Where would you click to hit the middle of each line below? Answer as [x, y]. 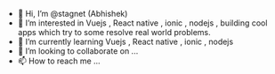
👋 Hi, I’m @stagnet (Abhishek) [73, 14]
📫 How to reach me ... [59, 61]
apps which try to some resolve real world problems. [114, 32]
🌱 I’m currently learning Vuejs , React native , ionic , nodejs [125, 41]
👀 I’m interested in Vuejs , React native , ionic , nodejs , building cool [142, 23]
